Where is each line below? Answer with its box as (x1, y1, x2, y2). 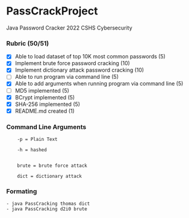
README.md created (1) (14, 107, 75, 114)
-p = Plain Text (17, 137, 58, 143)
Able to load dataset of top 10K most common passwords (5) (14, 53, 166, 60)
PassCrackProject (6, 4, 98, 18)
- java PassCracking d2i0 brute (6, 206, 87, 212)
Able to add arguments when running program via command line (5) (14, 80, 184, 87)
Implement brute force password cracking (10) (14, 60, 131, 67)
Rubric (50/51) (6, 39, 49, 48)
